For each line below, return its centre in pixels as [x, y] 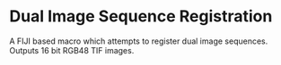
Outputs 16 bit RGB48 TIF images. [72, 50]
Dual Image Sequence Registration [141, 16]
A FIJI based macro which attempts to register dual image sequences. [139, 41]
